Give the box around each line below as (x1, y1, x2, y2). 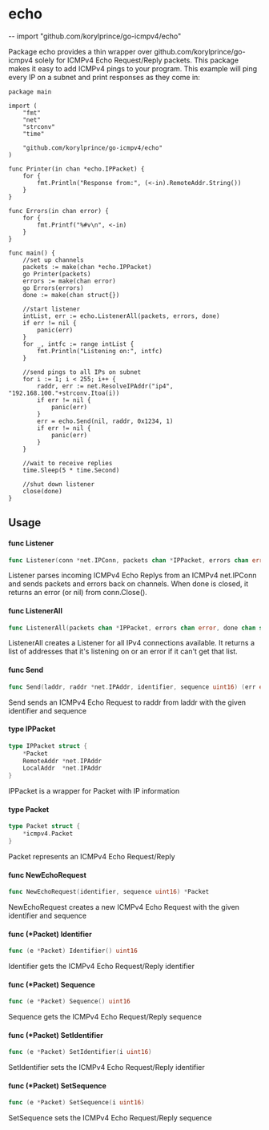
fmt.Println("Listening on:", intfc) (37, 347, 163, 355)
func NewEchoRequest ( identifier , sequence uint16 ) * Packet (8, 888, 210, 896)
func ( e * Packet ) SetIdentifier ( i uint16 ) (8, 1048, 152, 1056)
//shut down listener (22, 480, 94, 489)
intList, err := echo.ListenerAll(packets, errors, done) (22, 312, 220, 320)
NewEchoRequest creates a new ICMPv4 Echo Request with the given (8, 903, 240, 912)
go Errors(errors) (22, 284, 84, 292)
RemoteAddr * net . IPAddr (22, 757, 102, 765)
